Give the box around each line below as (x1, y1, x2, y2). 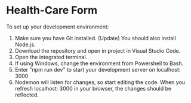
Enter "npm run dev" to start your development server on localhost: (14, 66, 181, 73)
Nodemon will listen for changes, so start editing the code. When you (14, 78, 186, 86)
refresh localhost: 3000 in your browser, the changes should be (14, 85, 172, 92)
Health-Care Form (6, 4, 97, 17)
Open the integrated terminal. (14, 53, 88, 60)
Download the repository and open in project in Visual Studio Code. (14, 47, 181, 54)
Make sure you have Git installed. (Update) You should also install (14, 34, 176, 41)
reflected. (14, 91, 39, 98)
